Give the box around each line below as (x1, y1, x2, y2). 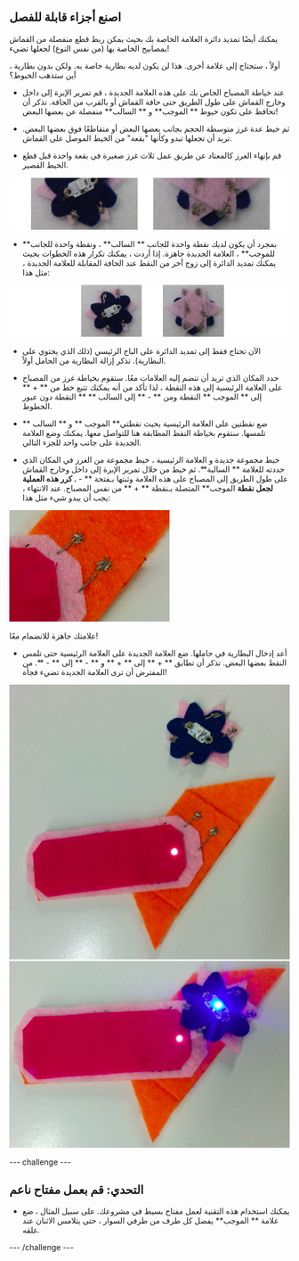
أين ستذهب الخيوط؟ (9, 70, 77, 80)
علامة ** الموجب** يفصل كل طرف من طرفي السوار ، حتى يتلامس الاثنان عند (21, 1216, 279, 1226)
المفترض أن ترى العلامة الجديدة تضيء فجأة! (21, 667, 167, 678)
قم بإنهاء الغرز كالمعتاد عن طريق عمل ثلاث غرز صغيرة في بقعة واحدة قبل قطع (21, 150, 282, 161)
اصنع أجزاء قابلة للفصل (9, 10, 122, 25)
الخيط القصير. (21, 159, 69, 170)
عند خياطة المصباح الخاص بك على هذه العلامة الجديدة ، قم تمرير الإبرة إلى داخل (21, 87, 285, 97)
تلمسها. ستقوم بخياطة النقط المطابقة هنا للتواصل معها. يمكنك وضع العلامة (21, 428, 267, 439)
